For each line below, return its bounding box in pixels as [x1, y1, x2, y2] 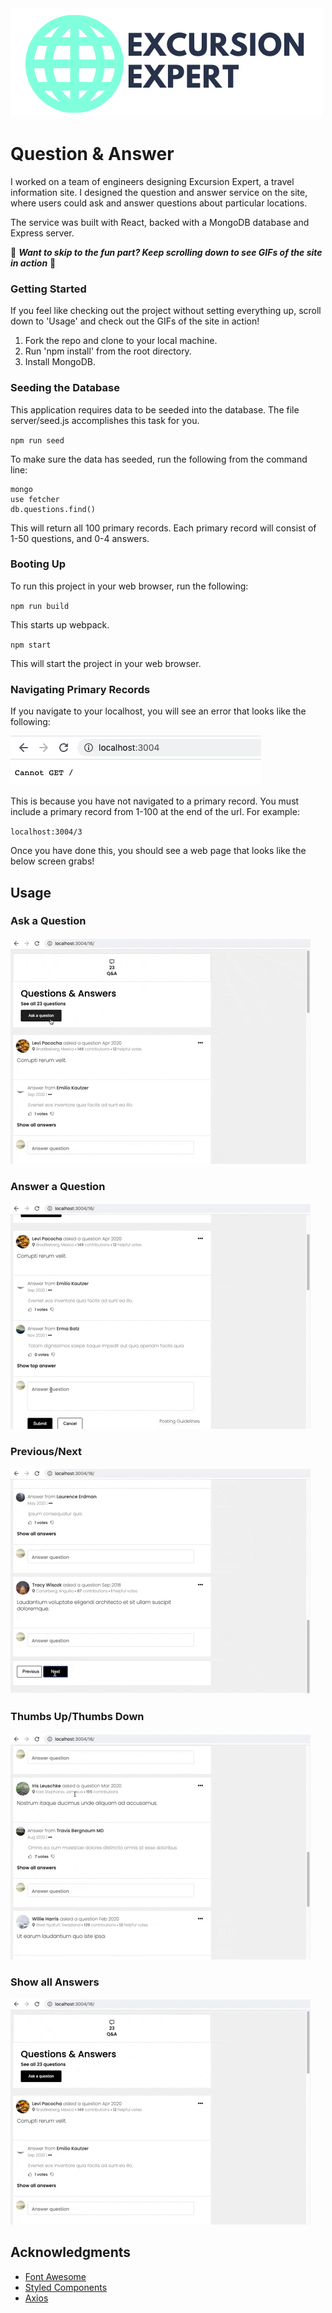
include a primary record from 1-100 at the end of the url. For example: [10, 806, 300, 818]
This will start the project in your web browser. [10, 657, 202, 669]
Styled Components [24, 2281, 108, 2293]
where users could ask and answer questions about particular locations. [10, 197, 308, 209]
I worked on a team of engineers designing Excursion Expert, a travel [10, 175, 295, 187]
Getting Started [10, 282, 87, 296]
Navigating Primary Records [10, 682, 151, 696]
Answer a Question [10, 1179, 106, 1193]
